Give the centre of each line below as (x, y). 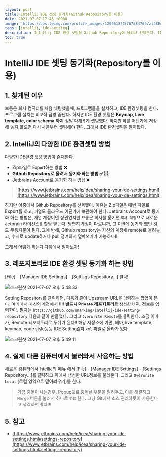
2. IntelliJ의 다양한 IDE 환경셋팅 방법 (58, 144)
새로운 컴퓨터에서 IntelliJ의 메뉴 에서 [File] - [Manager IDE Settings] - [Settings (83, 369)
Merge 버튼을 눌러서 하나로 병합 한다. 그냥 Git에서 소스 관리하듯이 (79, 398)
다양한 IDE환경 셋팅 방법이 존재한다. (40, 157)
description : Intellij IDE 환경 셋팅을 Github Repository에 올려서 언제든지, (80, 33)
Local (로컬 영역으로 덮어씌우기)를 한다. (43, 381)
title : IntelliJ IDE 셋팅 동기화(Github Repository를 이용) (64, 14)
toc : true (15, 38)
